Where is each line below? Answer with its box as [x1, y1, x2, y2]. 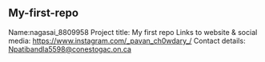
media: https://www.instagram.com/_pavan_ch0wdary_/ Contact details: [8, 36, 246, 45]
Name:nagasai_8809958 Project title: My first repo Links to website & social [8, 27, 258, 37]
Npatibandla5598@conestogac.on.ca [8, 44, 132, 54]
